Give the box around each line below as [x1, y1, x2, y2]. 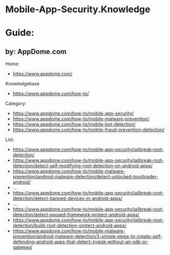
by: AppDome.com [5, 47, 67, 56]
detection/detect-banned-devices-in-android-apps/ [12, 195, 122, 201]
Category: [5, 101, 27, 107]
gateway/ [12, 244, 32, 250]
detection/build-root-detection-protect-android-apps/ [12, 222, 126, 228]
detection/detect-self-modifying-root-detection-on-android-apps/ [12, 163, 153, 169]
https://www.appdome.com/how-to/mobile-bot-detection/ [12, 121, 136, 127]
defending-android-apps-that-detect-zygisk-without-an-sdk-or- [12, 239, 148, 245]
